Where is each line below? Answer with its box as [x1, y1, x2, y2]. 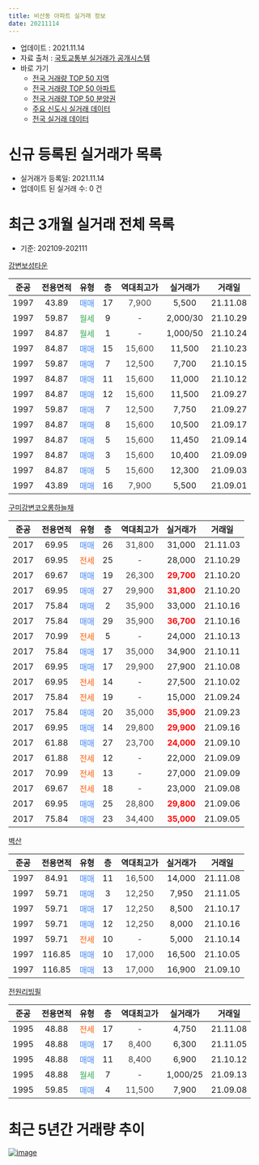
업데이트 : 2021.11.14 [19, 42, 85, 53]
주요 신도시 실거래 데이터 [32, 103, 111, 114]
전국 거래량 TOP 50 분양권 [32, 93, 116, 103]
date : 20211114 [8, 19, 60, 28]
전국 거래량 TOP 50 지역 [32, 73, 109, 83]
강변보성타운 [8, 261, 49, 270]
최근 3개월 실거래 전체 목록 [8, 215, 175, 234]
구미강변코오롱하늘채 [8, 503, 74, 512]
